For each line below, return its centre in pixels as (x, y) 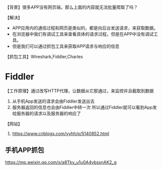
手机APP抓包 (24, 150)
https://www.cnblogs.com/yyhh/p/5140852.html (60, 133)
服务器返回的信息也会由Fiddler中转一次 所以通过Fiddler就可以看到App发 (84, 107)
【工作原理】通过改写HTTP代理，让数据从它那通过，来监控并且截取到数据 (80, 91)
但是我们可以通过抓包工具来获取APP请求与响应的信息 (66, 46)
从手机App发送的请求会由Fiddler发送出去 (53, 101)
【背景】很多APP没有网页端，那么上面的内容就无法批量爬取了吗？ (71, 7)
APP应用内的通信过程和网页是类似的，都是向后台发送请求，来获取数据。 (85, 28)
